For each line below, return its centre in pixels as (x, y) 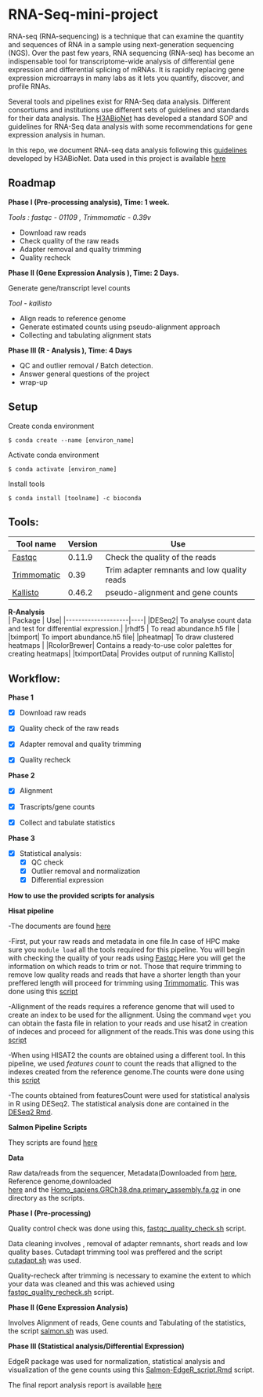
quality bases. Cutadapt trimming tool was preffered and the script (115, 1252)
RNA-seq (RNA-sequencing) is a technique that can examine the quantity (126, 36)
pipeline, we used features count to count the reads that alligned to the (122, 1063)
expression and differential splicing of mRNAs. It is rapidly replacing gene (126, 69)
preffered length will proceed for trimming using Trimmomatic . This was (124, 982)
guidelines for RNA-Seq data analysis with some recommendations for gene (130, 126)
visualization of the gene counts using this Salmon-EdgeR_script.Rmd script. (131, 1370)
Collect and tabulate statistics (67, 822)
